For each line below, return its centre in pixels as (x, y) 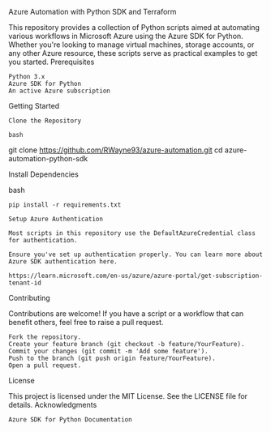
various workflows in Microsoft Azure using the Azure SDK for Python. (126, 36)
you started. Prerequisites (52, 62)
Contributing (29, 298)
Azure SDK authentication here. (63, 262)
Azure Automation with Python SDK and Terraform (92, 12)
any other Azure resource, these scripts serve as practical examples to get (133, 53)
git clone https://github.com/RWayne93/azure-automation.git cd (116, 150)
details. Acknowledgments (53, 405)
